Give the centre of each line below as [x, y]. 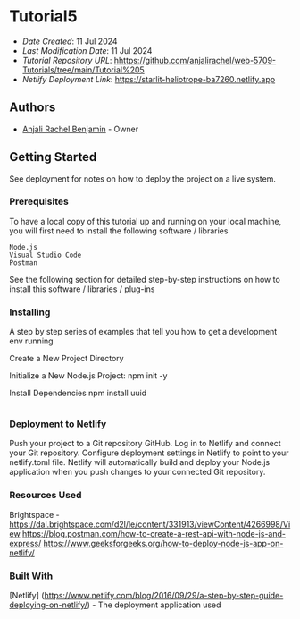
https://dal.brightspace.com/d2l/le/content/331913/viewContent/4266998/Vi [150, 524]
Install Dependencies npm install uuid [78, 393]
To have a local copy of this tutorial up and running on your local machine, [146, 221]
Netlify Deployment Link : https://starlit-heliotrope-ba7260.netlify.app [149, 79]
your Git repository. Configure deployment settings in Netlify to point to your [149, 453]
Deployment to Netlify [58, 424]
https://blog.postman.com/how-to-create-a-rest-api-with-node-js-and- [154, 533]
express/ [25, 543]
